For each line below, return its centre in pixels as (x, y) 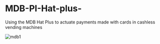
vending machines (24, 27)
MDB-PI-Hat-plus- (44, 9)
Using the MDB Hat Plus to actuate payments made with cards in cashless (80, 22)
